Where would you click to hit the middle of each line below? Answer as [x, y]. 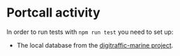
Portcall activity [53, 13]
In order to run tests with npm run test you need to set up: [90, 32]
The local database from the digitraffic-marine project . [95, 45]
